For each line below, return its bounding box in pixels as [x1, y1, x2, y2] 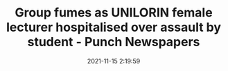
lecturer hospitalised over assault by [6, 19, 221, 35]
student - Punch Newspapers [27, 34, 200, 50]
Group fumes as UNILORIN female [14, 5, 213, 21]
